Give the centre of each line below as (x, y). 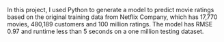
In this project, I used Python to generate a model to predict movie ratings (111, 10)
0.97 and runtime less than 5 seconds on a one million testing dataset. (106, 31)
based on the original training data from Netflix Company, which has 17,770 (112, 17)
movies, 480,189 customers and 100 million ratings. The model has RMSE (110, 24)
